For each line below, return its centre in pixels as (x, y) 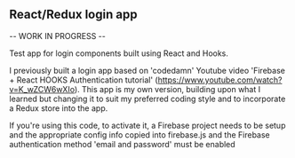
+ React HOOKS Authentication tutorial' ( (84, 80)
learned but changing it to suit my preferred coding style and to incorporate (147, 99)
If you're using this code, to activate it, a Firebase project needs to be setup (147, 125)
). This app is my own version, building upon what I (167, 89)
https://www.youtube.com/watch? (220, 80)
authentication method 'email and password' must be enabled (122, 144)
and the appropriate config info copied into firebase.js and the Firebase (140, 134)
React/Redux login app (73, 15)
